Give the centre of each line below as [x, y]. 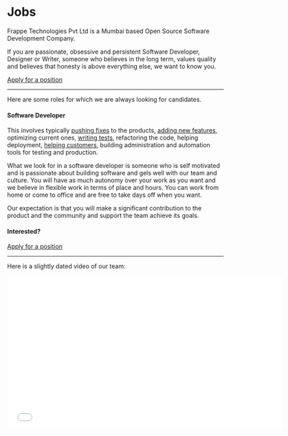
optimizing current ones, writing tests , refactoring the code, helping [103, 138]
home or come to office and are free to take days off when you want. [104, 195]
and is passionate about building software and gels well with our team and [112, 173]
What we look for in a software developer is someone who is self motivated [114, 166]
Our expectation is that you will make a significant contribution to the [104, 208]
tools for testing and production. [53, 153]
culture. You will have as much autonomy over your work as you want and [112, 180]
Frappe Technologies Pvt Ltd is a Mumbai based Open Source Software [108, 31]
